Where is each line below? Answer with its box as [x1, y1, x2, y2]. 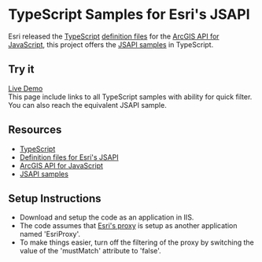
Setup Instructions [8, 191, 101, 205]
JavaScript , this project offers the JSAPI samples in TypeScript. [8, 39, 214, 49]
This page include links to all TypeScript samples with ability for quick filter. [8, 92, 253, 101]
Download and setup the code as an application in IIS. [19, 212, 194, 222]
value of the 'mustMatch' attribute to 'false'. [19, 246, 161, 256]
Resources [8, 124, 62, 137]
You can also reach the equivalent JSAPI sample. [8, 100, 167, 109]
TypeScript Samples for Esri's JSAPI [8, 6, 250, 24]
